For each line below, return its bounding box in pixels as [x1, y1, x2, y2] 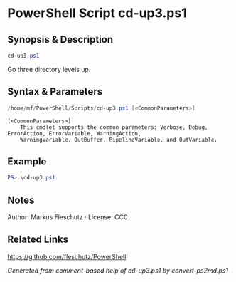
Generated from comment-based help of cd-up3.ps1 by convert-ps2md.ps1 [7, 266, 229, 275]
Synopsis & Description [7, 33, 114, 46]
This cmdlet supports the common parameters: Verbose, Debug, [20, 123, 208, 131]
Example [7, 155, 47, 167]
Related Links [7, 234, 69, 246]
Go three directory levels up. [7, 65, 91, 73]
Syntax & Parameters [7, 85, 103, 98]
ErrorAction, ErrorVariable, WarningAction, [7, 130, 141, 137]
